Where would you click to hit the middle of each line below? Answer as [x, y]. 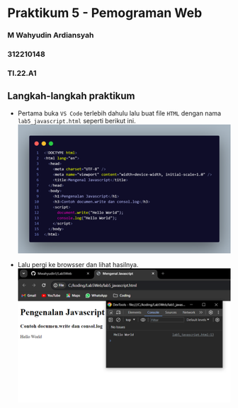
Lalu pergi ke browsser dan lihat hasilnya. [78, 265]
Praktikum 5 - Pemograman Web [105, 13]
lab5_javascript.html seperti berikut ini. [76, 120]
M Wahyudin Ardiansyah [51, 35]
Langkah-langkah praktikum [72, 96]
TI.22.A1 [22, 73]
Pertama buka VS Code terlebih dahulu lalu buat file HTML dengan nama [119, 113]
